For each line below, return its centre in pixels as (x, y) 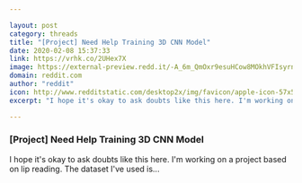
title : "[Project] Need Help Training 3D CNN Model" (110, 42)
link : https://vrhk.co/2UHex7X (68, 59)
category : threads (44, 34)
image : (22, 67)
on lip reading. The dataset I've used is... (84, 169)
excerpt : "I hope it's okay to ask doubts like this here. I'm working (146, 100)
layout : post (34, 25)
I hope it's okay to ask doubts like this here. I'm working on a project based (148, 159)
